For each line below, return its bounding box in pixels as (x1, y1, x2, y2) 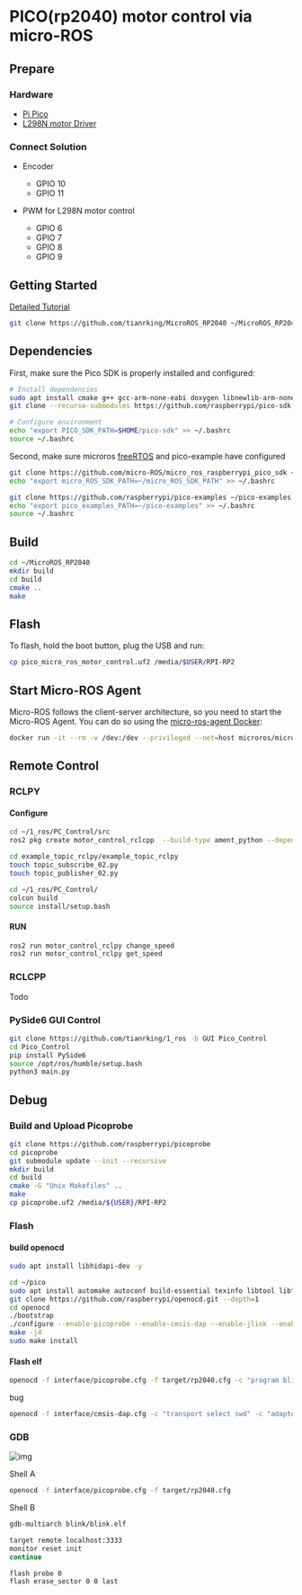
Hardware (9, 88, 54, 101)
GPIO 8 (35, 242, 63, 253)
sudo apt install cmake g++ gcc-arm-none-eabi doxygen (9, 393, 219, 402)
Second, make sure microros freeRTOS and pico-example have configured (9, 450, 286, 461)
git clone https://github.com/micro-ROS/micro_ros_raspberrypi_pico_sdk (9, 468, 288, 477)
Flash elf (9, 1356, 42, 1367)
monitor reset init (9, 1544, 83, 1553)
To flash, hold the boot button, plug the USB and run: (9, 640, 205, 651)
